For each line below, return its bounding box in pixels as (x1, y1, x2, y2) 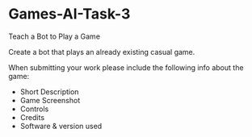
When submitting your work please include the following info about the (8, 62, 244, 73)
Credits (19, 112, 45, 122)
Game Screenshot (19, 95, 81, 105)
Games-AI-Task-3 (8, 5, 131, 23)
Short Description (19, 86, 79, 97)
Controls (19, 104, 49, 114)
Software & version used (19, 121, 103, 131)
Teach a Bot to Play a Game (8, 31, 101, 41)
